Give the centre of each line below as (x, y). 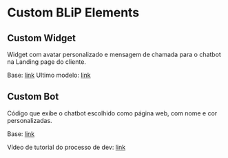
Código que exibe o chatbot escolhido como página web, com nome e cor (112, 113)
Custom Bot (33, 97)
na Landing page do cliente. (46, 62)
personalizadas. (30, 120)
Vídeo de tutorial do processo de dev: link (66, 147)
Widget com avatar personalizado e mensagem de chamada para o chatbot (114, 54)
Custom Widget (42, 38)
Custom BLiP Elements (73, 13)
